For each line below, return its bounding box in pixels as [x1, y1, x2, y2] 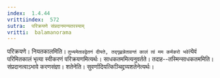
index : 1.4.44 [7, 9, 51, 17]
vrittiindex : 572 [7, 16, 59, 23]
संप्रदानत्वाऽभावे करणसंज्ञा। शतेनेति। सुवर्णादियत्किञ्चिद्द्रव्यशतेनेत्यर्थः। [7, 62, 155, 71]
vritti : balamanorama [7, 28, 72, 36]
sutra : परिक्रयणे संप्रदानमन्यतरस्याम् [7, 22, 85, 29]
